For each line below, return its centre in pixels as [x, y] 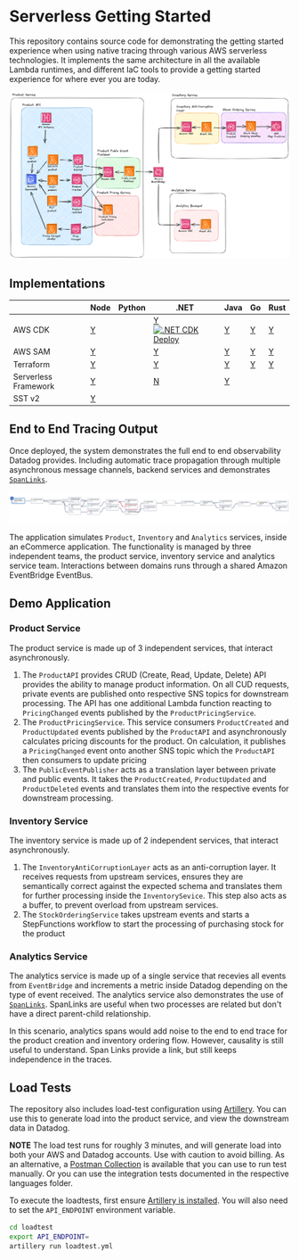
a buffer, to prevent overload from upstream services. [120, 905]
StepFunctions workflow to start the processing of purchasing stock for [153, 924]
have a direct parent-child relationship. [80, 1014]
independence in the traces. [61, 1059]
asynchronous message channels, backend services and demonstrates [140, 469]
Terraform [32, 364]
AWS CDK [32, 330]
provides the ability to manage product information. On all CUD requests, [155, 684]
